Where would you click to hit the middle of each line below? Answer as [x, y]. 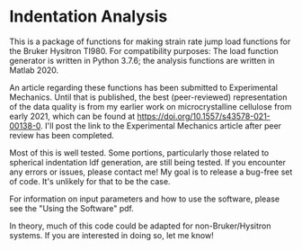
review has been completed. [62, 135]
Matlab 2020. [34, 70]
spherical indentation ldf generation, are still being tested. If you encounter [147, 162]
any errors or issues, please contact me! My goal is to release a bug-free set [151, 172]
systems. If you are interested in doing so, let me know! [111, 235]
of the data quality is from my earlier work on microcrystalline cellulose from [151, 106]
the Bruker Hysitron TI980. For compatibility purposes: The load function [144, 50]
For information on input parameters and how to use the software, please [145, 199]
